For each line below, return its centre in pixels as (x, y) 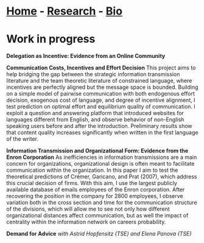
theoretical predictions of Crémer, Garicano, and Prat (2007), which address (102, 177)
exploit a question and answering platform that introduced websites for (95, 113)
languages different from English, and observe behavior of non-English (95, 119)
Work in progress (51, 39)
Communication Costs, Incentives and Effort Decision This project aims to (101, 68)
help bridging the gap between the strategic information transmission (93, 74)
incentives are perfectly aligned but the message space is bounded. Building (103, 87)
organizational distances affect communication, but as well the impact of (97, 216)
